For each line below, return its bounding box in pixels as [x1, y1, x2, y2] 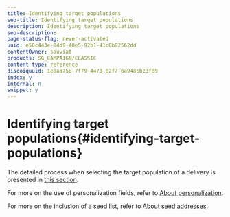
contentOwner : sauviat [7, 49, 72, 56]
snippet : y [7, 87, 38, 93]
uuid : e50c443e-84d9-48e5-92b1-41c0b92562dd [7, 42, 137, 49]
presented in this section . [7, 176, 79, 184]
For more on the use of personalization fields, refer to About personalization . [7, 189, 224, 197]
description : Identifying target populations [7, 23, 139, 30]
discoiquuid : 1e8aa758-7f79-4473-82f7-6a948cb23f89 [7, 67, 158, 74]
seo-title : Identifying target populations [7, 16, 134, 23]
